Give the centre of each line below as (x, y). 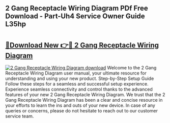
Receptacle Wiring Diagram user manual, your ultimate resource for (76, 73)
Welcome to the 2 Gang (132, 68)
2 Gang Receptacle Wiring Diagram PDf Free (77, 8)
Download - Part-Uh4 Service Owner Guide (75, 16)
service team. (20, 116)
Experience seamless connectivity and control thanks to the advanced (79, 89)
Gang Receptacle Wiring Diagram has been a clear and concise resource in (84, 100)
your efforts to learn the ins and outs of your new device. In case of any (80, 105)
